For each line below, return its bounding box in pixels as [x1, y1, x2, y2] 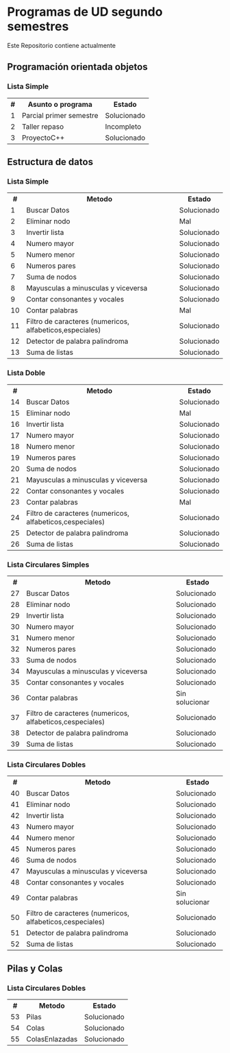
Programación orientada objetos [7, 61, 149, 73]
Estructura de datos [7, 156, 94, 168]
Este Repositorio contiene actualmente [7, 41, 116, 49]
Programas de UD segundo [7, 4, 163, 20]
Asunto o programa [27, 99, 92, 109]
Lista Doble [7, 368, 46, 377]
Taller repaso [21, 121, 64, 131]
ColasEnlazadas [26, 1034, 78, 1043]
